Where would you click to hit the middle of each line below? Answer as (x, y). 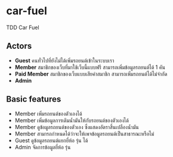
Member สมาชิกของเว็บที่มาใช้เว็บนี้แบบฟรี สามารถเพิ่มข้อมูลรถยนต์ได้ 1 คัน (90, 67)
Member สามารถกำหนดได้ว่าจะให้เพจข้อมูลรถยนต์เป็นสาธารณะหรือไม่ (84, 134)
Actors (19, 46)
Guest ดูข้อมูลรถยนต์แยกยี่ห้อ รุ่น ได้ (51, 140)
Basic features (34, 99)
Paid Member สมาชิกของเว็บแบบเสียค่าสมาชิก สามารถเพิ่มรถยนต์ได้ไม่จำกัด (91, 74)
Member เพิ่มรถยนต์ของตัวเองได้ (48, 114)
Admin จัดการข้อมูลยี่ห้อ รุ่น (43, 147)
